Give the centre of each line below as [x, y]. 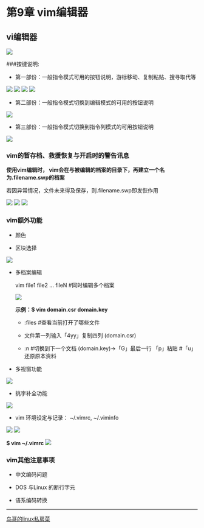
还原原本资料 [40, 356]
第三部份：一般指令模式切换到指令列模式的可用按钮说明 [84, 127]
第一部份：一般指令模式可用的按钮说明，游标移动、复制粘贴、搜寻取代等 [105, 77]
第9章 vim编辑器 [47, 12]
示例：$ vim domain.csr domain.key [61, 309]
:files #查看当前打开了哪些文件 [62, 322]
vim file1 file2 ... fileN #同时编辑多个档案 [65, 285]
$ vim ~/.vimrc [25, 443]
